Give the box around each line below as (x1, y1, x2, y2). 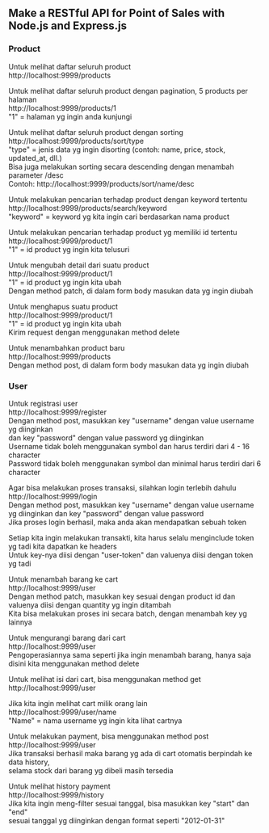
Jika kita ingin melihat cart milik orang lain (8, 698, 148, 708)
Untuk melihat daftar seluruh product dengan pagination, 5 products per (8, 86, 249, 95)
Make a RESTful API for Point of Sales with (8, 6, 225, 20)
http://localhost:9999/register (8, 407, 107, 417)
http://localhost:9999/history (8, 789, 105, 799)
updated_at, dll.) (8, 153, 62, 162)
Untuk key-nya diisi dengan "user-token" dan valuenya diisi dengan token (8, 549, 254, 560)
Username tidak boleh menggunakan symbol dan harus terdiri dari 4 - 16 (8, 441, 250, 451)
